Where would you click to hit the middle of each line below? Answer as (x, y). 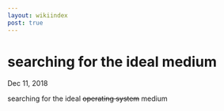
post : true (25, 23)
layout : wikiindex (38, 15)
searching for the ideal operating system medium (87, 98)
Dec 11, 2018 (28, 83)
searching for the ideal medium (112, 62)
